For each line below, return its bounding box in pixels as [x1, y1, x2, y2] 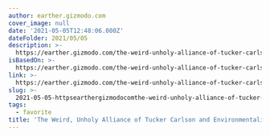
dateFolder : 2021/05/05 [8, 34, 88, 42]
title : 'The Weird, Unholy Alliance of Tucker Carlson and [8, 116, 211, 124]
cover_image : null [8, 19, 70, 27]
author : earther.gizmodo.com [8, 11, 106, 20]
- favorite [15, 109, 52, 117]
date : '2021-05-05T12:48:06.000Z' [8, 26, 125, 34]
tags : [8, 101, 27, 109]
